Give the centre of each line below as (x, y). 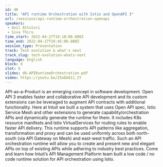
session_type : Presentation (34, 46)
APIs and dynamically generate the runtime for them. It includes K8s (73, 117)
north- (143, 133)
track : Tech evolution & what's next (43, 50)
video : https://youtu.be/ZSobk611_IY (43, 78)
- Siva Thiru (20, 32)
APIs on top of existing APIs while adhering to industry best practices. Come (81, 148)
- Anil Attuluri (24, 28)
